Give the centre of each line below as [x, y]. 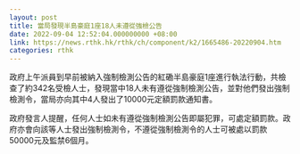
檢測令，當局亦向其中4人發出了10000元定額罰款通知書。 [113, 100]
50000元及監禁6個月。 [51, 141]
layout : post [33, 17]
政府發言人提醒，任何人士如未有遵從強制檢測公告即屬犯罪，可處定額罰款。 [146, 118]
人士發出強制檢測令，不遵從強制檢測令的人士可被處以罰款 [162, 129]
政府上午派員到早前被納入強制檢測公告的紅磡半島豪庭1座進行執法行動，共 [144, 77]
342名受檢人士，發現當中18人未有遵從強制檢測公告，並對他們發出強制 [161, 88]
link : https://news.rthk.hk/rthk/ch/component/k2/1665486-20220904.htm [145, 42]
